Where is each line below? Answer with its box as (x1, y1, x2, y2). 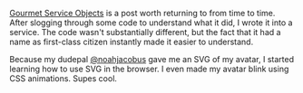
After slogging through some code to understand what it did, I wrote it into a (9, 17, 293, 28)
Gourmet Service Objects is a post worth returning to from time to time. (9, 8, 276, 18)
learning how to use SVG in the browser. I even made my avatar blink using (9, 63, 289, 74)
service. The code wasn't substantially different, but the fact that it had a (9, 27, 281, 37)
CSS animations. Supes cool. (9, 73, 118, 84)
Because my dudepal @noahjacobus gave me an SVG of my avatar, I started (9, 54, 295, 64)
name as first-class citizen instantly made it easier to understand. (9, 36, 254, 47)
